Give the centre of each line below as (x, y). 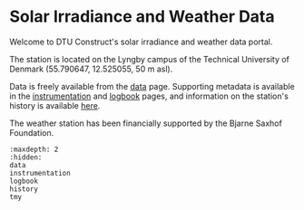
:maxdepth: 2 (34, 149)
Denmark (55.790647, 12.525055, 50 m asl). (91, 69)
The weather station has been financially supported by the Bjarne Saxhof (146, 123)
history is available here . (55, 105)
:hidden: (26, 157)
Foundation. (32, 132)
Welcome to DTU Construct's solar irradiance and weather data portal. (141, 42)
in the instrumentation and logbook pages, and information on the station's (149, 96)
